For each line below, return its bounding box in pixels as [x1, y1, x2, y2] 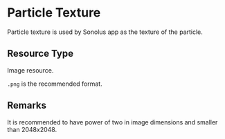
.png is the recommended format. [7, 80, 102, 88]
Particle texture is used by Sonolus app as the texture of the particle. [7, 28, 203, 36]
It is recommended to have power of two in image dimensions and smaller [7, 118, 218, 126]
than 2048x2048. [7, 125, 57, 133]
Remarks [7, 100, 47, 111]
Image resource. [7, 66, 54, 74]
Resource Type [7, 48, 74, 59]
